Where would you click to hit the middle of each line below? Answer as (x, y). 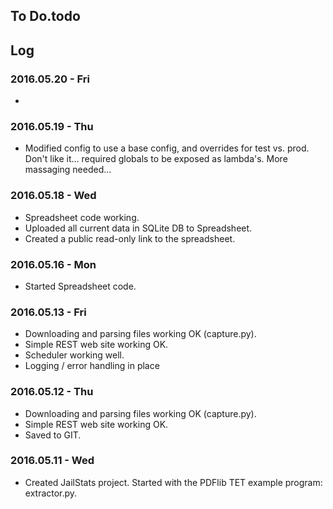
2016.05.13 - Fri (48, 312)
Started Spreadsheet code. (80, 286)
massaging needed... (68, 170)
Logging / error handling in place (92, 366)
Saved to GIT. (53, 435)
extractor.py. (51, 493)
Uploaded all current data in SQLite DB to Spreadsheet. (138, 228)
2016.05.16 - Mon (53, 264)
